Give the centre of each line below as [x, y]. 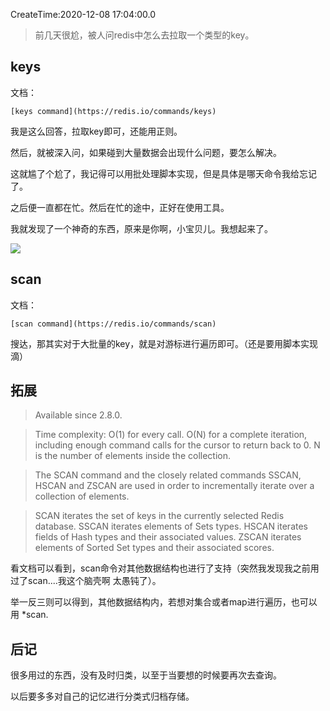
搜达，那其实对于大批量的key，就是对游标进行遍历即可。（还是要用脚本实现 [164, 343]
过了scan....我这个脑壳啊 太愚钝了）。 [86, 581]
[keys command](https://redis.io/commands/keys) [113, 111]
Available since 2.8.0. [78, 415]
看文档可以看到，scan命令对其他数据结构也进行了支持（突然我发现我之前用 [165, 568]
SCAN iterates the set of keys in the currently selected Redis [159, 516]
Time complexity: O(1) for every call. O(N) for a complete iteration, [171, 435]
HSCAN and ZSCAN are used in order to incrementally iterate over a [174, 486]
